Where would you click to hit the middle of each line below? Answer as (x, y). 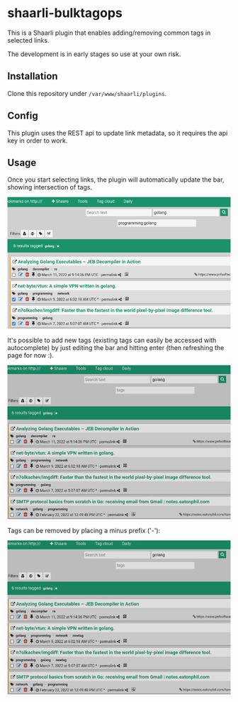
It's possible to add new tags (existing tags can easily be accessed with (112, 340)
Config (23, 116)
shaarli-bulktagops (65, 13)
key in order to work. (38, 141)
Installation (33, 76)
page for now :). (31, 355)
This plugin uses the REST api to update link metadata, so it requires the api (118, 133)
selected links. (28, 40)
